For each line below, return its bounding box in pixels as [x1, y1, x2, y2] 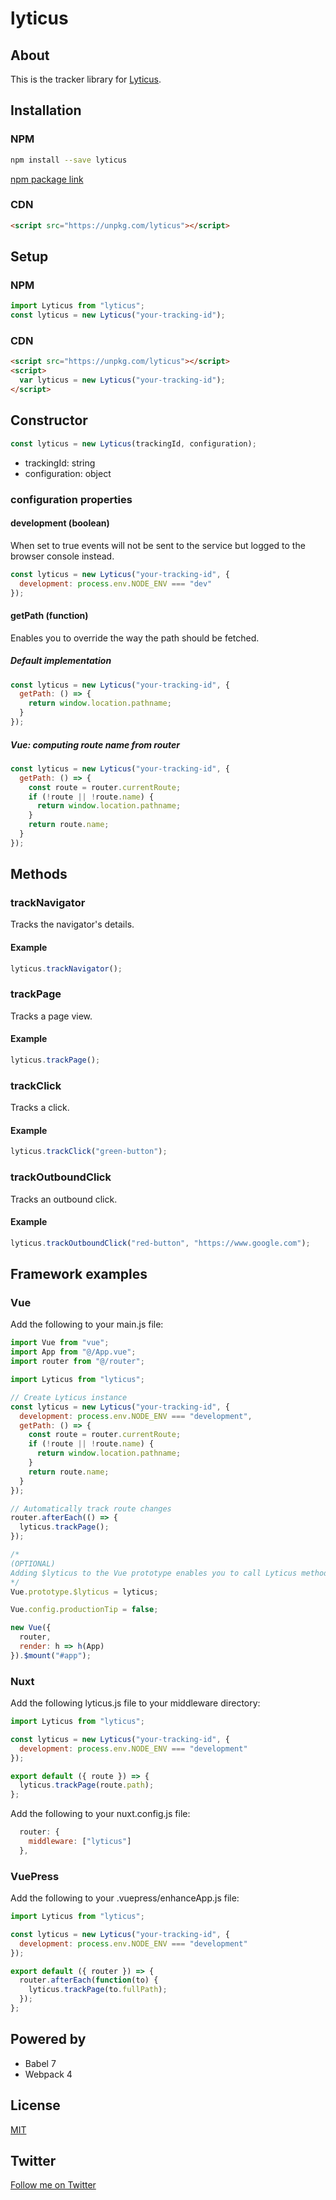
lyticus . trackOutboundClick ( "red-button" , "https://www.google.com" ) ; [10, 1238, 311, 1248]
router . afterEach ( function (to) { [19, 1975, 159, 1986]
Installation [10, 102, 82, 119]
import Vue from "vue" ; [10, 1338, 110, 1348]
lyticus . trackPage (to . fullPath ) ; [28, 1985, 168, 1995]
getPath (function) [10, 610, 89, 621]
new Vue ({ [10, 1623, 52, 1633]
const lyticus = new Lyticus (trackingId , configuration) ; [10, 438, 257, 449]
